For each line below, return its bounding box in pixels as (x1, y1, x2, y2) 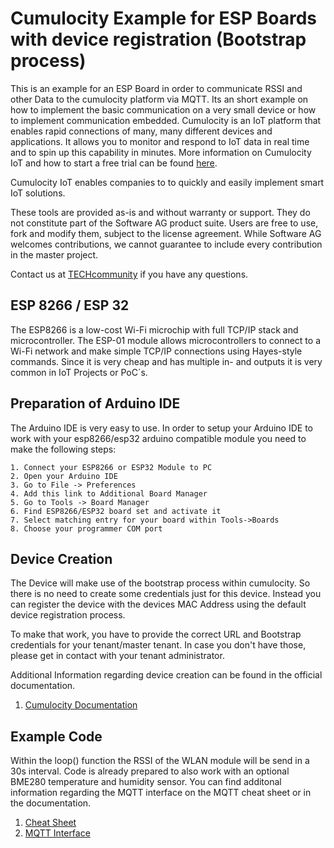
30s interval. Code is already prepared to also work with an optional (10, 765, 290, 777)
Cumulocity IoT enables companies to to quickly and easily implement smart (10, 176, 325, 188)
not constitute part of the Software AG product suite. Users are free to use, (10, 217, 319, 229)
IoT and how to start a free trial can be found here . (10, 157, 218, 169)
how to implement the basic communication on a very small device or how (10, 103, 317, 116)
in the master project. (10, 248, 99, 261)
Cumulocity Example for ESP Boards (10, 7, 317, 30)
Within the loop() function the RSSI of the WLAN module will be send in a (10, 755, 310, 767)
